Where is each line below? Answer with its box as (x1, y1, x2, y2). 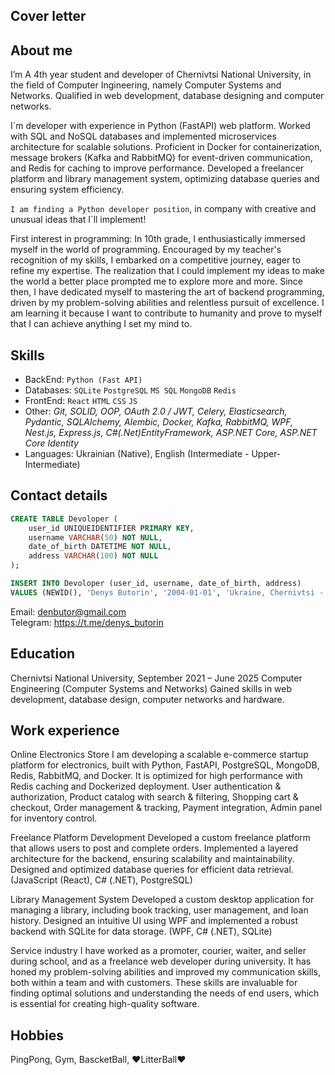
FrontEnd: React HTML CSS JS (24, 395, 138, 407)
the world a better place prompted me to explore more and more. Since (10, 275, 303, 288)
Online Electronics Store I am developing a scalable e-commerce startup (10, 749, 309, 761)
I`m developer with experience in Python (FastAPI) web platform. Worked (10, 120, 311, 132)
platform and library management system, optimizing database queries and (10, 173, 320, 185)
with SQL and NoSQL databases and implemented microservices (10, 130, 277, 143)
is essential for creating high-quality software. (10, 998, 200, 1010)
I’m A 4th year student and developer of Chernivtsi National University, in (10, 69, 312, 81)
